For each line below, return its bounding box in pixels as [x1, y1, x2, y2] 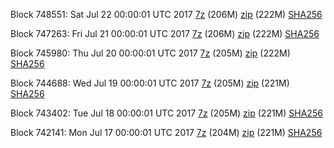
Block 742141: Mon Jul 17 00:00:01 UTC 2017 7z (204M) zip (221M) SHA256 [10, 127, 323, 138]
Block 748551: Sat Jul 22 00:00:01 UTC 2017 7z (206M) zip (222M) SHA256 [10, 9, 323, 20]
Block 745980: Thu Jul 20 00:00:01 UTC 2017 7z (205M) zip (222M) [10, 47, 291, 59]
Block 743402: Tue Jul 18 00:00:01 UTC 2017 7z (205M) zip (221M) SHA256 [10, 107, 323, 119]
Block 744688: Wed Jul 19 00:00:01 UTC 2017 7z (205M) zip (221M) [10, 77, 290, 89]
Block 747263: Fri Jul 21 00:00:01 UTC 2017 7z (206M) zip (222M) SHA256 [10, 28, 320, 39]
